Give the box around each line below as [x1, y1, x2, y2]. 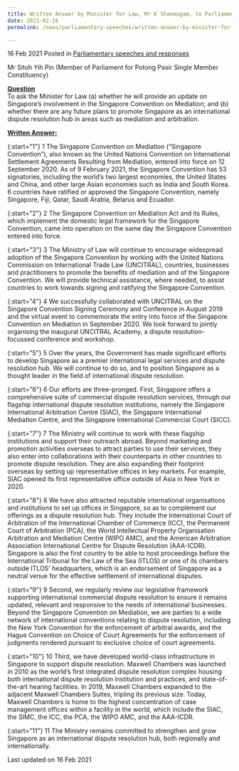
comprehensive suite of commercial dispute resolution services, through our [7, 393, 231, 402]
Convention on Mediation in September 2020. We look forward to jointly [7, 320, 218, 328]
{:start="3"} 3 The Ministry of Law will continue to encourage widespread [7, 246, 223, 254]
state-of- [201, 675, 228, 683]
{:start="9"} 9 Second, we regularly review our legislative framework [7, 585, 208, 594]
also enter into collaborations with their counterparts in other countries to [7, 452, 222, 461]
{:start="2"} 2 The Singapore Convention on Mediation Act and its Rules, [7, 209, 221, 218]
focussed [7, 335, 35, 344]
